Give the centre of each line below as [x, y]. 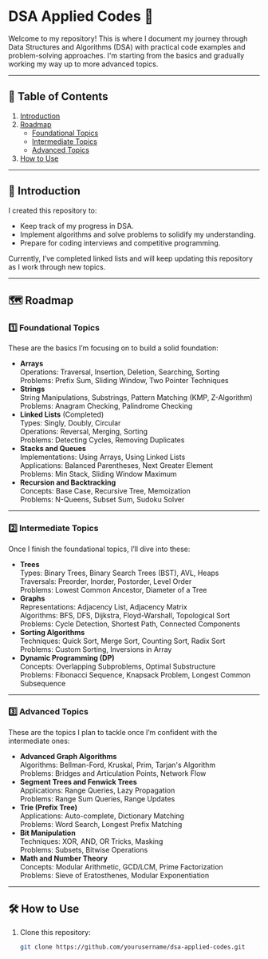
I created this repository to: [53, 210]
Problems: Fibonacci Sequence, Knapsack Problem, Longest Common [135, 674]
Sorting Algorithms [52, 632]
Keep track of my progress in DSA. [77, 226]
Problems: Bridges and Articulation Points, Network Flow [113, 773]
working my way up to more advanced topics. [83, 64]
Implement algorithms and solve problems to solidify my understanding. [138, 234]
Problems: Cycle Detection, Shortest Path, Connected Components [130, 624]
